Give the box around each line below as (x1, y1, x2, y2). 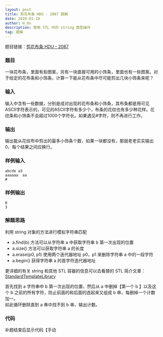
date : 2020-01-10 (5, 16, 40, 21)
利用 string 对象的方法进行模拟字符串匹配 (5, 229, 87, 235)
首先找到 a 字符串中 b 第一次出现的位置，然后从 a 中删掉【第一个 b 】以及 (5, 283, 152, 289)
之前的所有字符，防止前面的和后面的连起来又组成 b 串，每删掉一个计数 (14, 289, 155, 295)
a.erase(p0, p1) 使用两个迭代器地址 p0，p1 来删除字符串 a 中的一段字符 (12, 251, 154, 257)
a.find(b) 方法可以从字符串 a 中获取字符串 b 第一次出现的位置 (12, 239, 134, 245)
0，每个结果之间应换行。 (5, 144, 55, 150)
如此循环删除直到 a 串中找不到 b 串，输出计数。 (5, 302, 100, 307)
